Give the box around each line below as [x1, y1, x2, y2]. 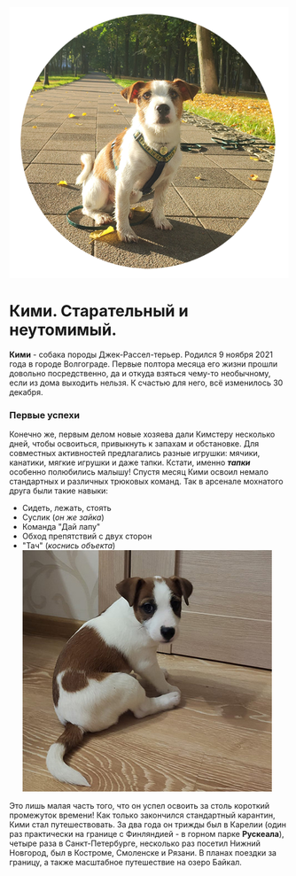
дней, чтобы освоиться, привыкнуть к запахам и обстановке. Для [9, 438, 260, 449]
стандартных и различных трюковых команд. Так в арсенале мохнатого [9, 476, 284, 486]
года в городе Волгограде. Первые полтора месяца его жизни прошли [9, 358, 278, 369]
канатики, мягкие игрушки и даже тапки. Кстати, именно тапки [9, 457, 251, 468]
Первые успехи [9, 408, 80, 421]
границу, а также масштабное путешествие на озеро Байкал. [9, 857, 242, 867]
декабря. [9, 386, 43, 397]
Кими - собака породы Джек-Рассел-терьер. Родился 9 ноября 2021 [9, 349, 273, 360]
